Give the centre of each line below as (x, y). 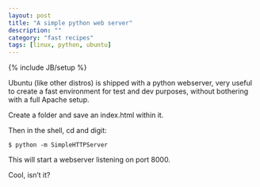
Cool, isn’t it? (29, 175)
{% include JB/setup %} (48, 67)
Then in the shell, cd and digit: (57, 131)
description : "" (35, 30)
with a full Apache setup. (49, 100)
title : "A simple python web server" (71, 23)
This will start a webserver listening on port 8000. (89, 160)
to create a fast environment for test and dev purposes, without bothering (128, 91)
